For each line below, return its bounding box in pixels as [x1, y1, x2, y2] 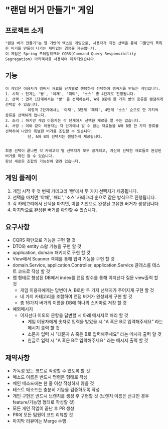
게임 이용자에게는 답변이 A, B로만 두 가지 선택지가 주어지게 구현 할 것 [20, 287, 154, 294]
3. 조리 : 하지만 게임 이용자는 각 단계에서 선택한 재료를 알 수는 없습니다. [5, 118, 141, 123]
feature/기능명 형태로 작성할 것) [12, 399, 75, 405]
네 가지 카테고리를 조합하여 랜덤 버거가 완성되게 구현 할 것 [20, 294, 133, 300]
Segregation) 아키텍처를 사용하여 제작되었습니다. [5, 57, 96, 62]
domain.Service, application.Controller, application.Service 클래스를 [12, 262, 151, 268]
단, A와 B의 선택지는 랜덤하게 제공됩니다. [27, 134, 103, 139]
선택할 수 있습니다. [5, 102, 40, 107]
